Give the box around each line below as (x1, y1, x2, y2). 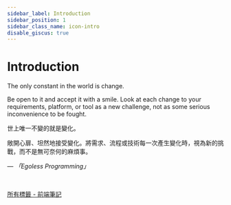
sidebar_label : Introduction (7, 10, 91, 17)
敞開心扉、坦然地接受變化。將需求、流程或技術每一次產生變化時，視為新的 (7, 139, 218, 147)
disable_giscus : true (7, 29, 69, 37)
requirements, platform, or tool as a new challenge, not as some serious (7, 103, 210, 111)
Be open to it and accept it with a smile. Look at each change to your (7, 95, 201, 104)
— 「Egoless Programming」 (7, 162, 89, 170)
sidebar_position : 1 (7, 17, 67, 23)
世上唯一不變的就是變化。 (7, 124, 80, 133)
